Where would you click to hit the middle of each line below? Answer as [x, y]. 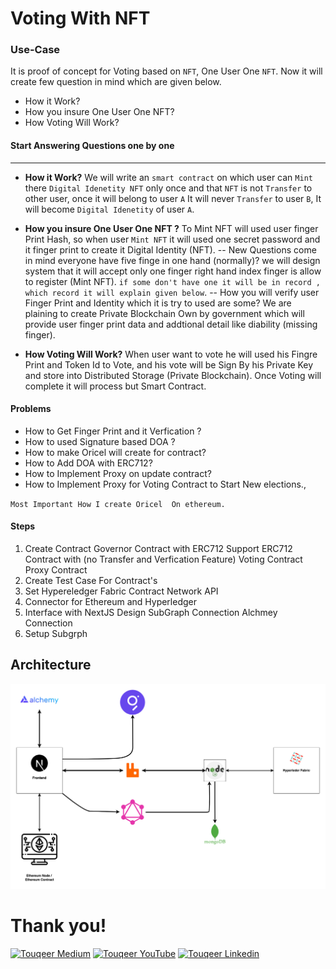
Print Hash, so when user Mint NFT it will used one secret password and [172, 239]
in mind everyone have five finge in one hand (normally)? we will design [172, 260]
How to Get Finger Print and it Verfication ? [113, 431]
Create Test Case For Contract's [91, 581]
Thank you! [58, 926]
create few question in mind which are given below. [116, 82]
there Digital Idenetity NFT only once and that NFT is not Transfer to [168, 188]
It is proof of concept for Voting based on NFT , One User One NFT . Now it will [166, 71]
